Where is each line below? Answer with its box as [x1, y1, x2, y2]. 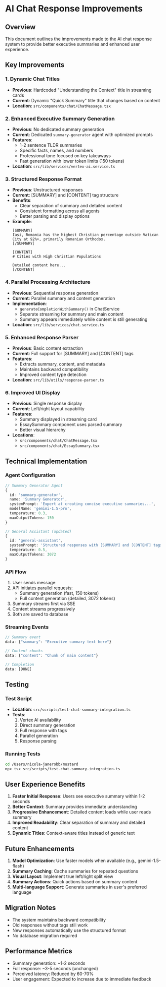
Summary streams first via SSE [12, 601, 76, 607]
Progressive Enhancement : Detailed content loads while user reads [12, 809, 151, 815]
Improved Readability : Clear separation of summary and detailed [12, 819, 146, 826]
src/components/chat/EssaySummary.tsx [19, 443, 100, 449]
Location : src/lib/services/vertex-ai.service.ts [12, 163, 115, 169]
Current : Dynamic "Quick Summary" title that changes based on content [12, 97, 160, 103]
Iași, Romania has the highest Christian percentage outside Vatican [12, 233, 159, 238]
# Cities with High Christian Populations [12, 254, 101, 259]
